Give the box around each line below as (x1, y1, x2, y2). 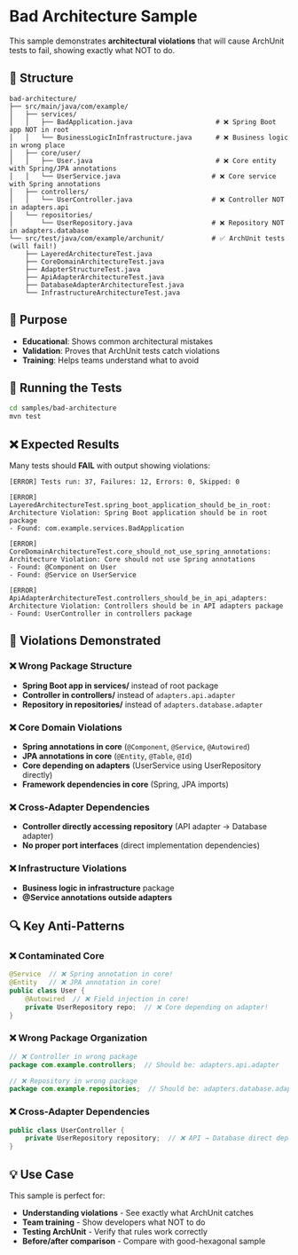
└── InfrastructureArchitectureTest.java (25, 288, 180, 297)
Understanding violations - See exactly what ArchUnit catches (21, 1207, 255, 1218)
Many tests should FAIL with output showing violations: (9, 459, 211, 471)
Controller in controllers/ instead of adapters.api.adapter (21, 689, 236, 700)
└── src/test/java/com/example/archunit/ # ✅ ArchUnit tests (9, 233, 286, 243)
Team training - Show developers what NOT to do (21, 1217, 206, 1228)
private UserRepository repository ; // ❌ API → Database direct (25, 1133, 273, 1143)
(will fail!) (9, 241, 58, 250)
